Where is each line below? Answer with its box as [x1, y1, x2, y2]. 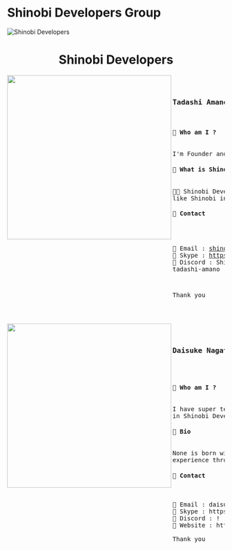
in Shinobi [172, 413, 209, 420]
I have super [172, 406, 217, 413]
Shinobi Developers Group [7, 5, 161, 21]
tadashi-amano [172, 265, 220, 273]
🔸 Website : [172, 521, 213, 529]
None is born [172, 449, 217, 457]
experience [172, 456, 209, 464]
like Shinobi [172, 194, 217, 202]
